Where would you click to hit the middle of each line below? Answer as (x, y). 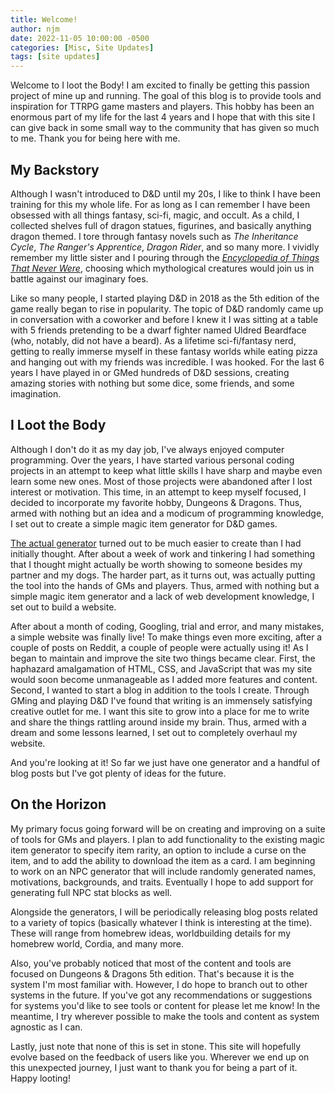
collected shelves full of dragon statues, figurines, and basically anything (161, 225)
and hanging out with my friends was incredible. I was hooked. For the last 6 (167, 362)
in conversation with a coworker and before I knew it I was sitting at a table (164, 319)
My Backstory (55, 169)
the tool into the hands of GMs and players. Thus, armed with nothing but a (165, 585)
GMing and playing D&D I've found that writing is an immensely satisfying (161, 700)
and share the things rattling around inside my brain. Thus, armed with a (158, 722)
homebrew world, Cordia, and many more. (97, 943)
